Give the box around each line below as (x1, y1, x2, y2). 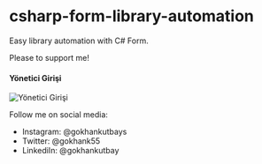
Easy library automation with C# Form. (9, 35, 149, 46)
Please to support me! (9, 52, 90, 63)
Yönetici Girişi (9, 72, 62, 83)
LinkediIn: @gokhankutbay (21, 145, 119, 156)
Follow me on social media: (9, 109, 109, 120)
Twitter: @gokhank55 (21, 136, 101, 146)
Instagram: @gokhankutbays (21, 126, 127, 138)
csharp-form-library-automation (9, 6, 255, 26)
